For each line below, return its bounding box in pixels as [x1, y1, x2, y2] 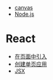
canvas [14, 4, 33, 11]
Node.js [14, 10, 35, 18]
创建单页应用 [14, 60, 47, 68]
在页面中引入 [14, 53, 47, 60]
